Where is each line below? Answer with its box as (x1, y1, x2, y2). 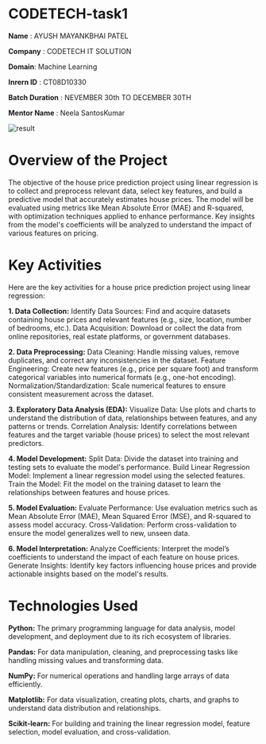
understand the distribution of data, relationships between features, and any (8, 413, 257, 422)
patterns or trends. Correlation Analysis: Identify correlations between (8, 421, 237, 431)
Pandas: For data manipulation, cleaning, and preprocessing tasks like (8, 647, 238, 657)
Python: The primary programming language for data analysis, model (8, 623, 236, 633)
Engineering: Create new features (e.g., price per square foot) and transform (8, 363, 259, 374)
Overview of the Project (8, 152, 168, 169)
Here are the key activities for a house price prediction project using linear (8, 282, 252, 292)
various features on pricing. (8, 228, 99, 238)
